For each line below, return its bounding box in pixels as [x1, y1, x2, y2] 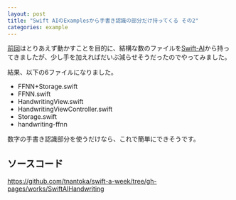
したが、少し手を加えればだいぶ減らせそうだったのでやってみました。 [26, 53, 231, 61]
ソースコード [7, 157, 63, 169]
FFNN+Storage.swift [17, 83, 78, 91]
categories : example [7, 23, 69, 31]
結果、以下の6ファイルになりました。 [7, 68, 117, 77]
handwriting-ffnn [17, 120, 68, 129]
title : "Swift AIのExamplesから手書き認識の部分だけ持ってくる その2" [7, 17, 199, 24]
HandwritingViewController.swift [17, 105, 113, 114]
